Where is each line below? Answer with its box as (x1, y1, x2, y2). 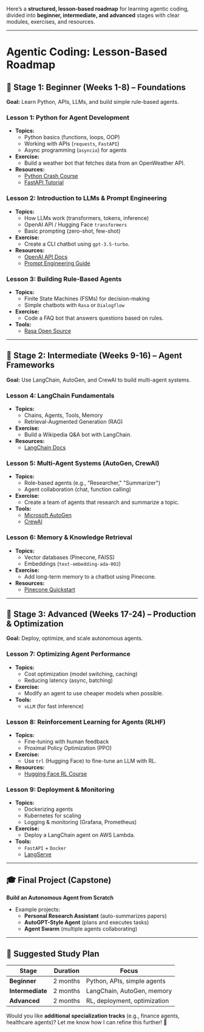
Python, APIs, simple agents (86, 977, 166, 985)
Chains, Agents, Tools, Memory (24, 411, 103, 419)
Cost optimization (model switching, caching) (24, 670, 138, 677)
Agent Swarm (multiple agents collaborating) (24, 925, 138, 932)
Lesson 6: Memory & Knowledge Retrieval (6, 533, 132, 542)
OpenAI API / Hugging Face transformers (24, 221, 127, 228)
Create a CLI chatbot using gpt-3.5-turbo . (24, 240, 130, 247)
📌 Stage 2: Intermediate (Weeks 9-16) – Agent (6, 351, 182, 361)
